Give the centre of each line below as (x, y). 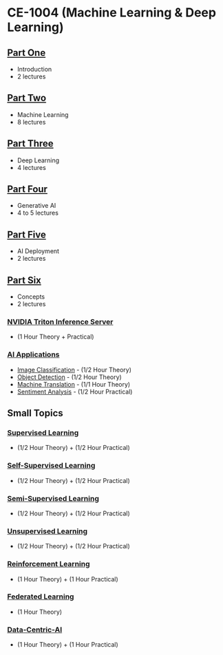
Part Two (27, 98)
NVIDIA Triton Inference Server (60, 321)
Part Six (24, 280)
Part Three (30, 143)
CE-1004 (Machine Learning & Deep (112, 13)
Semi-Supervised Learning (53, 498)
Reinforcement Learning (49, 564)
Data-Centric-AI (35, 630)
